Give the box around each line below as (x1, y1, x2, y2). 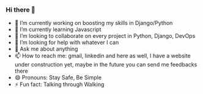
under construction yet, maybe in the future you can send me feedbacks (14, 61, 197, 68)
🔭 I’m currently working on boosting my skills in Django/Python (14, 20, 173, 27)
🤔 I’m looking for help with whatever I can (14, 39, 119, 46)
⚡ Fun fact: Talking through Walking (14, 81, 105, 88)
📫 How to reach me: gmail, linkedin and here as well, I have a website (14, 52, 191, 60)
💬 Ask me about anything (14, 45, 78, 52)
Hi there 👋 (6, 5, 36, 14)
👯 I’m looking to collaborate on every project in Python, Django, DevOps (14, 32, 196, 40)
